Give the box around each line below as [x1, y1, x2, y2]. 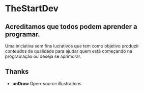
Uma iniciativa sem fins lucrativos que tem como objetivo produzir [5, 43, 139, 49]
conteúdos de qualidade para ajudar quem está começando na [5, 48, 133, 54]
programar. [5, 30, 40, 38]
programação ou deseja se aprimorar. [5, 53, 82, 59]
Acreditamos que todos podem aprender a [5, 23, 138, 31]
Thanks [5, 68, 29, 76]
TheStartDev [5, 3, 59, 14]
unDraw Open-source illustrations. [12, 80, 83, 86]
